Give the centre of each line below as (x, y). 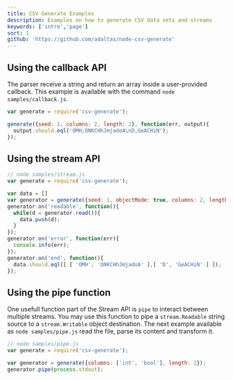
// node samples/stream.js (46, 175)
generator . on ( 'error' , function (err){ (63, 239)
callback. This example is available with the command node (91, 92)
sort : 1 (18, 33)
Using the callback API (57, 68)
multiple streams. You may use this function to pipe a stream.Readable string (116, 317)
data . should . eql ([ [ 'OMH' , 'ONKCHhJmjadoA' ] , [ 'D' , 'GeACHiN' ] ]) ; (118, 264)
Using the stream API (54, 158)
